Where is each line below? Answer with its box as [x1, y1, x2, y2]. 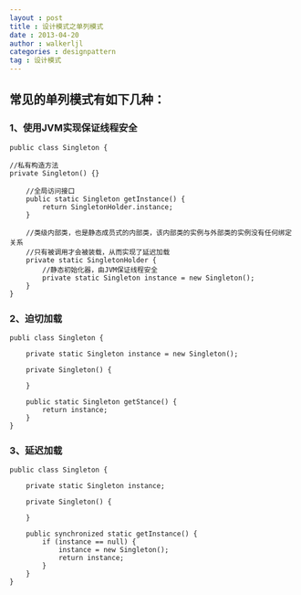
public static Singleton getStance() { [26, 397, 178, 407]
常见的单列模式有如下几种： [9, 92, 166, 108]
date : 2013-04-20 [9, 30, 79, 39]
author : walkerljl [9, 38, 84, 48]
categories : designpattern [9, 48, 117, 57]
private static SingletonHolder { [26, 255, 157, 265]
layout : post [9, 13, 64, 23]
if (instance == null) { [42, 537, 137, 547]
